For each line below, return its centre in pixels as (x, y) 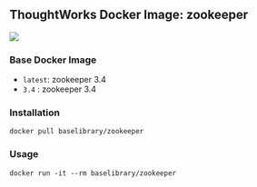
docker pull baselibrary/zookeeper (77, 132)
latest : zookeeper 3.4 (64, 80)
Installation (35, 113)
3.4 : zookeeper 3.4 (59, 89)
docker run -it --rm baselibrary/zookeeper (93, 173)
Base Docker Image (53, 60)
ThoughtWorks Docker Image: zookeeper (128, 15)
